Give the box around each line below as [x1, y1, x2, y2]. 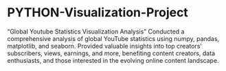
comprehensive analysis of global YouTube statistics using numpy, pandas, [7, 34, 220, 42]
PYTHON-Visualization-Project [7, 5, 189, 20]
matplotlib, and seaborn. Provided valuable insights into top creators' [7, 42, 203, 50]
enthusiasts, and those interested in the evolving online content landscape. [7, 56, 219, 64]
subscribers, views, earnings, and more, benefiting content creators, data [7, 49, 215, 57]
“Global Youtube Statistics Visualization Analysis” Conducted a [7, 27, 185, 35]
